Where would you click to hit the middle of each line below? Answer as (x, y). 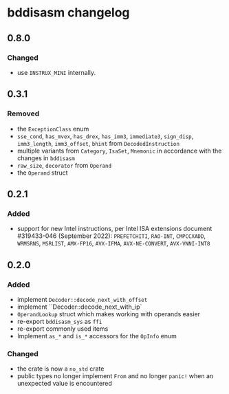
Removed (23, 113)
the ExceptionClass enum (53, 129)
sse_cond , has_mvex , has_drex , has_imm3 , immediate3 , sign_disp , (105, 136)
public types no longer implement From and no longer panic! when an (115, 376)
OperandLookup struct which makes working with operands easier (109, 314)
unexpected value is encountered (64, 384)
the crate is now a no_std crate (61, 369)
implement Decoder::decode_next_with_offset (82, 299)
